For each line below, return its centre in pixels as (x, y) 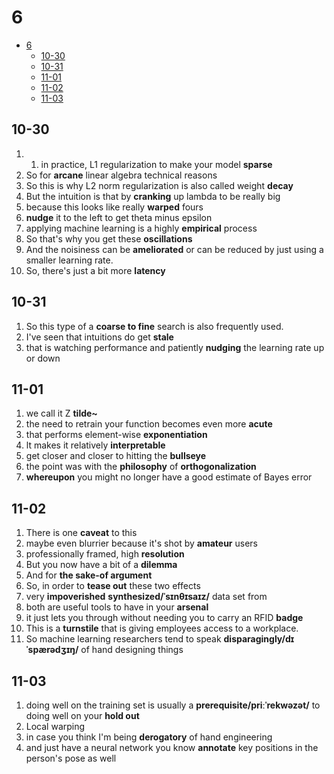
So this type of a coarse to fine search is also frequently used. (154, 326)
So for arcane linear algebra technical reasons (121, 175)
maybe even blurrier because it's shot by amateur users (141, 543)
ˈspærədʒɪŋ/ (52, 650)
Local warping (55, 726)
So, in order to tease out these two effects (113, 586)
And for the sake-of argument (89, 575)
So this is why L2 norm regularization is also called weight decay (159, 185)
